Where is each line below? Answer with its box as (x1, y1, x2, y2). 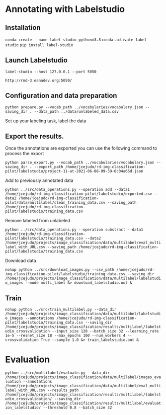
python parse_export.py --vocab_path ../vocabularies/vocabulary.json (5, 160, 155, 165)
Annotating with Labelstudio (5, 3, 125, 15)
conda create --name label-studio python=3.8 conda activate (5, 37, 133, 42)
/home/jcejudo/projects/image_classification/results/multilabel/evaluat (5, 401, 162, 406)
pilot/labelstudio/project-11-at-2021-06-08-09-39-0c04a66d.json (5, 169, 143, 174)
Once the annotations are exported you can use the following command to (5, 145, 158, 151)
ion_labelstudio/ (5, 405, 41, 411)
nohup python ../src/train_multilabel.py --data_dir (5, 307, 117, 312)
